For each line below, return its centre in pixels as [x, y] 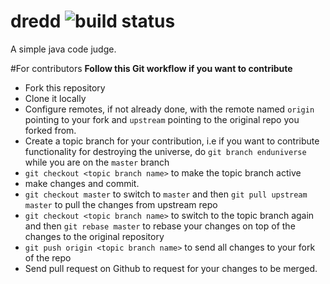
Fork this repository [65, 87]
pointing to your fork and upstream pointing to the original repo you [162, 119]
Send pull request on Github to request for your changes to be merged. [171, 268]
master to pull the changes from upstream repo [121, 204]
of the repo [48, 257]
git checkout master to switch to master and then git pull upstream [166, 194]
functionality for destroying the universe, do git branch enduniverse [165, 151]
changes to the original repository [94, 236]
